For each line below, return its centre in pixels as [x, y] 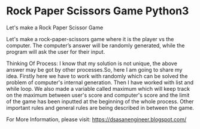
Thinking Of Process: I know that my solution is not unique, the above [92, 63]
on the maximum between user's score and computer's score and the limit [98, 95]
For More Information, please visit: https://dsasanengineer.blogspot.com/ [96, 119]
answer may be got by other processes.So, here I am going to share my [94, 69]
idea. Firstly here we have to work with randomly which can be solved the [97, 76]
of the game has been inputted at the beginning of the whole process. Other [100, 101]
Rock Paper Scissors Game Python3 [98, 11]
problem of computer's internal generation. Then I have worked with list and [100, 82]
